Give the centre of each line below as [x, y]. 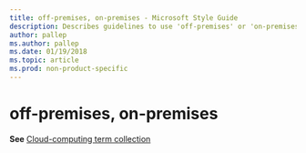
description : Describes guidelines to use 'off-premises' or [128, 26]
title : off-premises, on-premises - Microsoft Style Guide [124, 18]
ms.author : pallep [44, 43]
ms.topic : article [44, 60]
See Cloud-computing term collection [80, 138]
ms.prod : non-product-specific [69, 69]
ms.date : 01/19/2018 [49, 52]
